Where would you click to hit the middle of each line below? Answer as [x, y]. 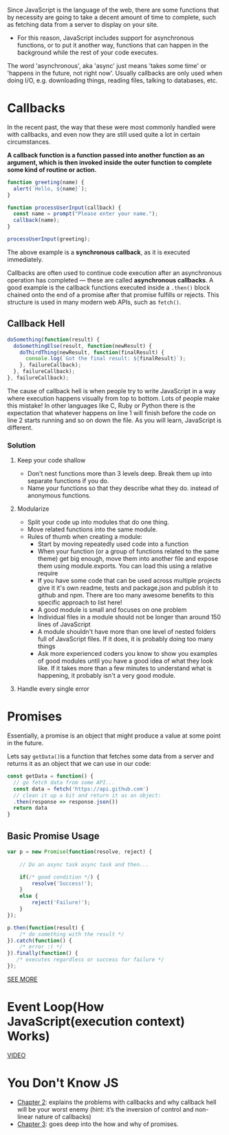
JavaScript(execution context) [96, 1022]
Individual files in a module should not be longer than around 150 [129, 617]
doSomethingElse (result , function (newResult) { [83, 346]
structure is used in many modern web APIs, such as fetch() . [94, 302]
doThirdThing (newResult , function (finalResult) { [92, 352]
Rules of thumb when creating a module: [85, 537]
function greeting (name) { [46, 182]
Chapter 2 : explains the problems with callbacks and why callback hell [117, 1102]
